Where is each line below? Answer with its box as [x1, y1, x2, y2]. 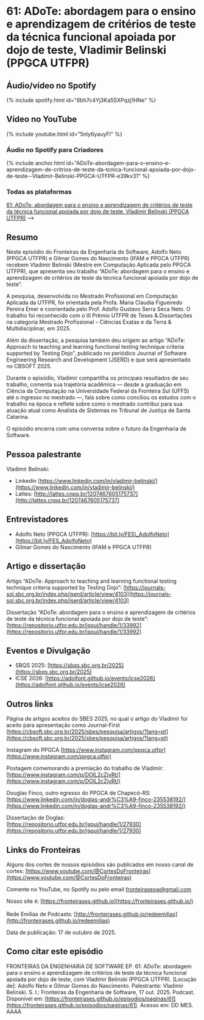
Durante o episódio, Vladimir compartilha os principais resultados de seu [6, 374, 189, 382]
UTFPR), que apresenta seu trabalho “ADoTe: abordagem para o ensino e [6, 268, 190, 275]
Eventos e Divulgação [6, 646, 91, 656]
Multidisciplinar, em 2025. [6, 325, 71, 332]
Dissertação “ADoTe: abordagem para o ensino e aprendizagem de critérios [6, 608, 196, 616]
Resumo [6, 232, 38, 242]
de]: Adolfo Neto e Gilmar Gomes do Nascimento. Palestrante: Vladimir [6, 982, 184, 989]
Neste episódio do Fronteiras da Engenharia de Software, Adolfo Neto [6, 248, 181, 255]
